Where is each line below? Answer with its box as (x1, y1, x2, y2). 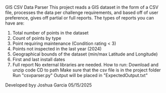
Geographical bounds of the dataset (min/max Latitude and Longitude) (12, 51, 158, 57)
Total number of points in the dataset (12, 30, 89, 35)
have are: (5, 20, 24, 26)
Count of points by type (12, 35, 61, 41)
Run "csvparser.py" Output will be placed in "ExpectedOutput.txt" (12, 72, 148, 78)
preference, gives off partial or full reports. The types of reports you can (5, 15, 154, 20)
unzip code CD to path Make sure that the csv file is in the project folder (12, 67, 161, 73)
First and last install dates (12, 56, 65, 62)
